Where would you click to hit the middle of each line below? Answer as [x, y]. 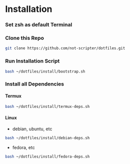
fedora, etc [24, 147]
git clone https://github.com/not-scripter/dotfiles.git [65, 48]
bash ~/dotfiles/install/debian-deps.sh [48, 138]
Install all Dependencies [35, 84]
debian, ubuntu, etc [32, 129]
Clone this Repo [25, 38]
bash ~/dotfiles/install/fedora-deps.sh [48, 157]
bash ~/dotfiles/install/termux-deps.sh [48, 106]
